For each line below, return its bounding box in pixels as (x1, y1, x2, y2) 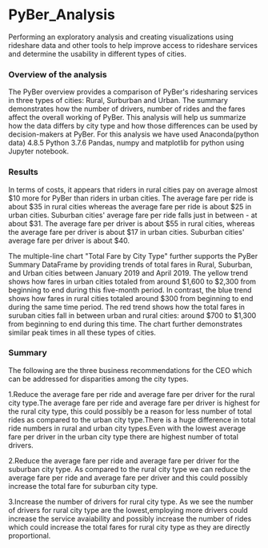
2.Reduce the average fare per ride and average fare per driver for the (8, 455, 240, 465)
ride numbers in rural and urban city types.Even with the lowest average (8, 423, 246, 433)
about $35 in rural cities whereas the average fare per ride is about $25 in (8, 201, 252, 211)
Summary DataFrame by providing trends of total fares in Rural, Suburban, (8, 260, 253, 269)
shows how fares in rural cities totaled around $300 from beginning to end (8, 293, 254, 303)
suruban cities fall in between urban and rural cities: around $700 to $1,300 (8, 310, 257, 320)
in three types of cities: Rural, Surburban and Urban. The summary (8, 96, 228, 105)
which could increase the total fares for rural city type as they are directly (8, 522, 250, 532)
